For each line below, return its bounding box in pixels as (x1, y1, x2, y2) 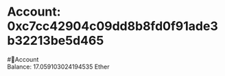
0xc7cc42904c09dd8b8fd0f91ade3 (7, 18, 218, 34)
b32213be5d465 (7, 33, 104, 48)
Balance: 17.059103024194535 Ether (7, 62, 110, 71)
